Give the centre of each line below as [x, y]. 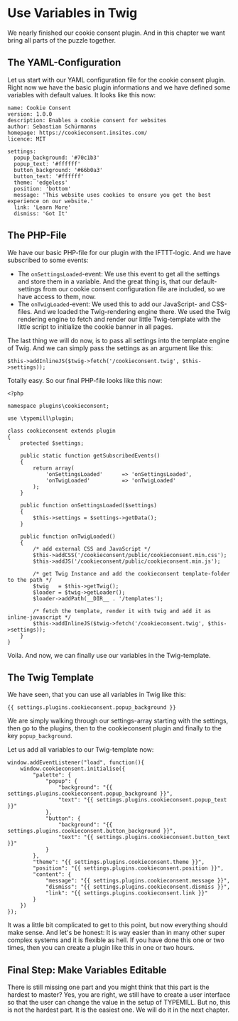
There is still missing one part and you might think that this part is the [108, 987]
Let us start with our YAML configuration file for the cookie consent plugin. [117, 80]
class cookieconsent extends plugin [61, 431]
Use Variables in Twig [72, 13]
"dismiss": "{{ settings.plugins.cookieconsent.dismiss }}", [138, 887]
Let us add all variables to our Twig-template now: [81, 750]
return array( [54, 468]
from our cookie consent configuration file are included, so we [134, 288]
